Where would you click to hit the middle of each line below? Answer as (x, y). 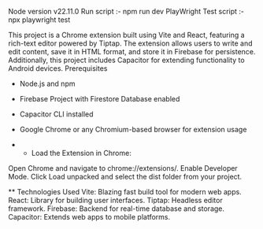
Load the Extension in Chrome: (81, 153)
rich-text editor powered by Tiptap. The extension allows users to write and (131, 43)
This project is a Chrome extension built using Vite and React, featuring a (127, 35)
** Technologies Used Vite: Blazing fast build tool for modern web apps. (125, 192)
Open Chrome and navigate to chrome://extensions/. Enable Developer (123, 168)
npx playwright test (39, 20)
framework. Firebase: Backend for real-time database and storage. (117, 209)
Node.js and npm (47, 83)
